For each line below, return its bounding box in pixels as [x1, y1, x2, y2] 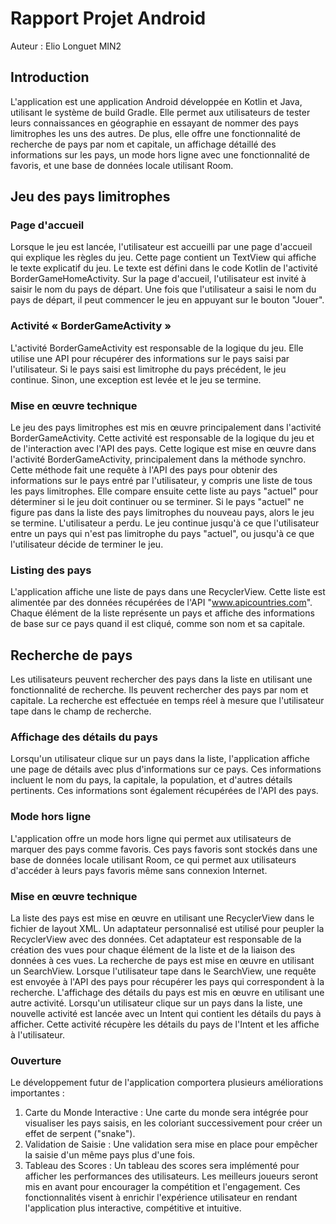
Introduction [10, 69, 90, 86]
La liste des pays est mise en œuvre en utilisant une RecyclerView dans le [10, 912, 315, 924]
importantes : [10, 1087, 65, 1099]
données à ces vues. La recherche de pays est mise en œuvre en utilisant [10, 955, 315, 967]
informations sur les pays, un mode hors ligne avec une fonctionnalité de [10, 148, 310, 161]
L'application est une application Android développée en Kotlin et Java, [10, 95, 303, 107]
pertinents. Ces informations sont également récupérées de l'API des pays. [10, 785, 319, 797]
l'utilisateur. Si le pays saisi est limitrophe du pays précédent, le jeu [10, 363, 287, 375]
